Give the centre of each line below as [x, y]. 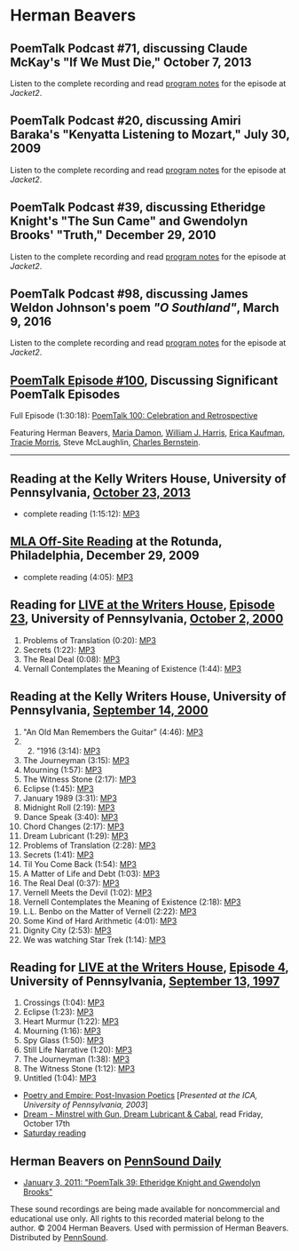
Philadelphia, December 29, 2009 [105, 556]
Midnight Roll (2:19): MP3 [69, 807]
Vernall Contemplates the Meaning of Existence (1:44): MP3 [132, 668]
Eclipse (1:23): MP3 [58, 1012]
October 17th [46, 1124]
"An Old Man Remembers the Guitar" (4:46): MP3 [113, 732]
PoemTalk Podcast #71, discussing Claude [129, 48]
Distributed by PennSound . [59, 1238]
